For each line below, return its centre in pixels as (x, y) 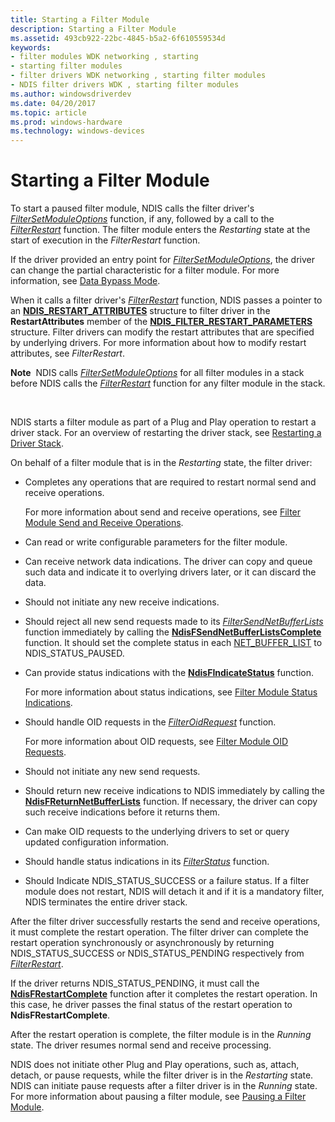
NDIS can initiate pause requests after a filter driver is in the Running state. (164, 1086)
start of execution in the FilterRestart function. (105, 240)
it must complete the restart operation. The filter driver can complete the (159, 932)
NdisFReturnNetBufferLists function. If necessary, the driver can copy (171, 802)
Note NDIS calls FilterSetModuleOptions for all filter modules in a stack (157, 373)
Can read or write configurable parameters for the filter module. (156, 542)
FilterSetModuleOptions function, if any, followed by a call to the (142, 219)
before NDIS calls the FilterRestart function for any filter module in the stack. (168, 383)
